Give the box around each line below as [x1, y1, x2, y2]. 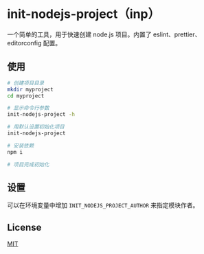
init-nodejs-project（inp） [7, 6, 161, 22]
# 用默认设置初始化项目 [7, 124, 65, 130]
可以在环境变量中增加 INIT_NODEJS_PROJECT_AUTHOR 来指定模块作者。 [7, 201, 199, 209]
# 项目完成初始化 [7, 161, 49, 168]
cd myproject [7, 92, 45, 100]
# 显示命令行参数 [7, 104, 49, 112]
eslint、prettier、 [153, 30, 201, 38]
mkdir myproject [7, 86, 54, 93]
